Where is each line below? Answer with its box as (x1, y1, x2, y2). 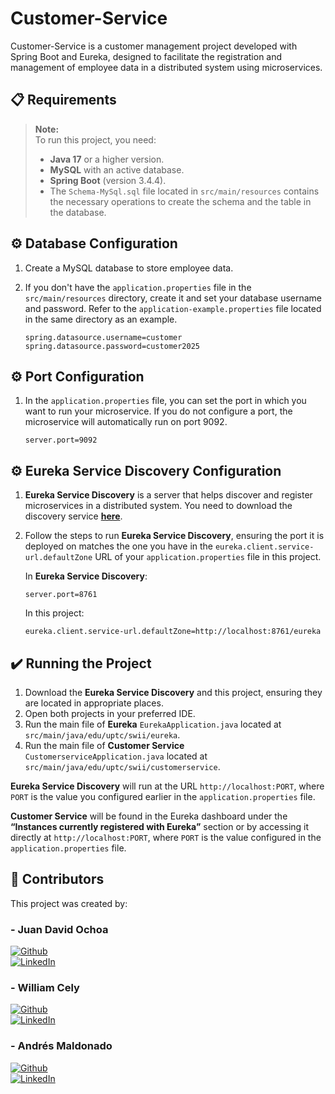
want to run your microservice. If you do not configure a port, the (24, 405, 293, 417)
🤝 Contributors (10, 871, 105, 888)
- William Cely (10, 981, 80, 995)
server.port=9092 (24, 435, 98, 446)
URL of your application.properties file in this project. (94, 551, 322, 563)
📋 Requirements (10, 92, 117, 109)
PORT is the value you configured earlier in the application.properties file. (10, 791, 316, 802)
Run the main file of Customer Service (24, 740, 185, 751)
